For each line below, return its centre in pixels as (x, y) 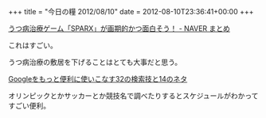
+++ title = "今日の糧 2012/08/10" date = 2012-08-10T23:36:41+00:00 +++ (131, 11)
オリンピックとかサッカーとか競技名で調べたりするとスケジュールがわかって (133, 96)
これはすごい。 (33, 45)
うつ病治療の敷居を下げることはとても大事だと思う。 (95, 62)
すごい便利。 (29, 106)
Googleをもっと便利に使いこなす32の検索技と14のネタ (98, 79)
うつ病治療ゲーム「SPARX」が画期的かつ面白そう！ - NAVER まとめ (119, 29)
